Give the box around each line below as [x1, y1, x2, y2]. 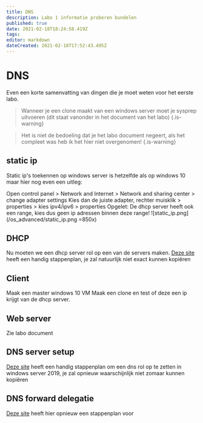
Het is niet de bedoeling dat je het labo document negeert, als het [21, 132, 185, 139]
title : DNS [6, 8, 34, 15]
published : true [6, 20, 47, 26]
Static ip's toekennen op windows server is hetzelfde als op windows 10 [6, 172, 186, 179]
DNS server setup [6, 347, 75, 358]
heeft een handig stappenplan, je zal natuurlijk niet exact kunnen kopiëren [6, 256, 191, 263]
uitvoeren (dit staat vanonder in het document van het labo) [21, 113, 170, 121]
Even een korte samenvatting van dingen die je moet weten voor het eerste [6, 88, 194, 96]
